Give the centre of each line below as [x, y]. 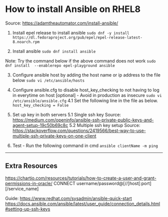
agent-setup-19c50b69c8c [40, 125]
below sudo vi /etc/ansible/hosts [48, 80]
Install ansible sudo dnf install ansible [54, 51]
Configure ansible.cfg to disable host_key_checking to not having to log [86, 90]
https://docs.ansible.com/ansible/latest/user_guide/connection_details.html [83, 203]
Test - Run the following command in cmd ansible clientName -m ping [85, 145]
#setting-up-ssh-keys [28, 209]
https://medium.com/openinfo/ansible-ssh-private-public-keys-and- [83, 120]
